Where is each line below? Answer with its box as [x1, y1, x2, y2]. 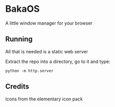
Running [5, 35, 33, 44]
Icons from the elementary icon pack [5, 96, 83, 102]
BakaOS [5, 3, 40, 15]
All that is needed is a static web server [5, 48, 88, 54]
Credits [5, 82, 30, 91]
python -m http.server [5, 68, 54, 73]
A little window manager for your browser [5, 20, 93, 26]
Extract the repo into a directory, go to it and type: [5, 58, 111, 65]
